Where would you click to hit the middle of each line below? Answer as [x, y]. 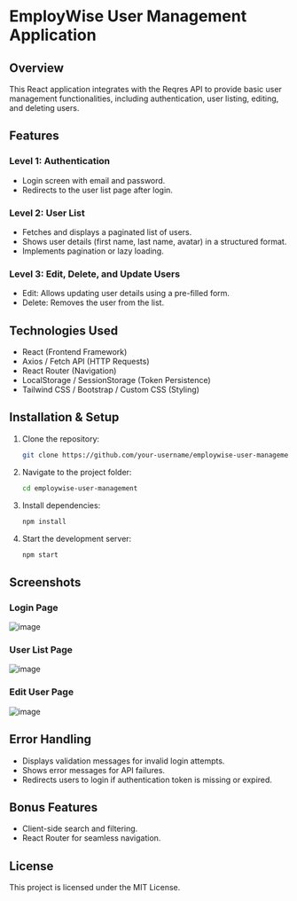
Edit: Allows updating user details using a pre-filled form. [126, 294]
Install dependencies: [61, 505]
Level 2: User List [47, 213]
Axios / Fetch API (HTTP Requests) [86, 362]
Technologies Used [63, 330]
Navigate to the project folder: [77, 472]
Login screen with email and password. [94, 180]
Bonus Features [54, 807]
